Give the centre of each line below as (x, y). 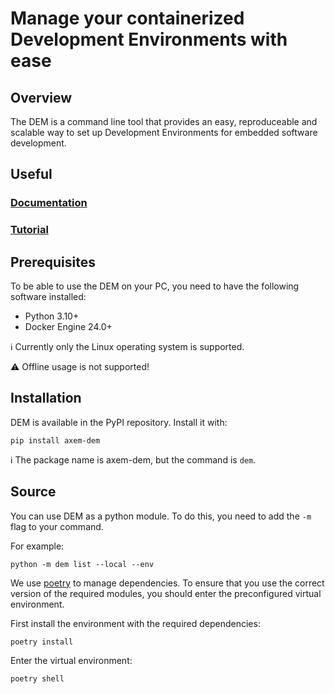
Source (33, 492)
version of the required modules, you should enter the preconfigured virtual (166, 593)
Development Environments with (149, 39)
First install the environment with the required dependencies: (135, 623)
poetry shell (37, 678)
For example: (37, 546)
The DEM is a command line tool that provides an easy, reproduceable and (164, 121)
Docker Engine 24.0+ (68, 327)
